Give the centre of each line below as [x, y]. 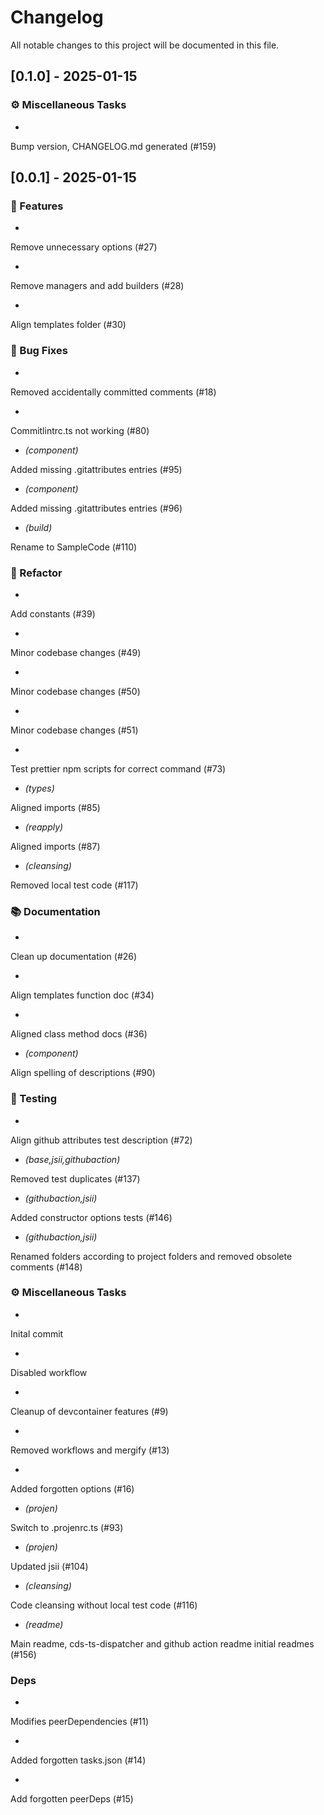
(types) [39, 788]
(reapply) [44, 827]
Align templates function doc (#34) [82, 995]
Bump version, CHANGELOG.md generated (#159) [113, 146]
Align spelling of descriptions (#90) [83, 1073]
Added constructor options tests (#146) [91, 1217]
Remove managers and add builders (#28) [97, 286]
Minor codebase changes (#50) [75, 691]
